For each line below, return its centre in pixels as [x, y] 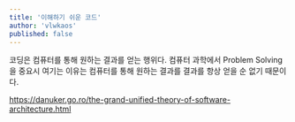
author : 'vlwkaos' [43, 26]
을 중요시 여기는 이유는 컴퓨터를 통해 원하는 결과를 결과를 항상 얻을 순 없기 [136, 71]
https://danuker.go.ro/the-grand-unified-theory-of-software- [120, 100]
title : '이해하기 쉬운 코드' [55, 17]
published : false [41, 34]
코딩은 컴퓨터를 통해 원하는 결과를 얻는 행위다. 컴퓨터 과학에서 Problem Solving [146, 60]
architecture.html [40, 109]
